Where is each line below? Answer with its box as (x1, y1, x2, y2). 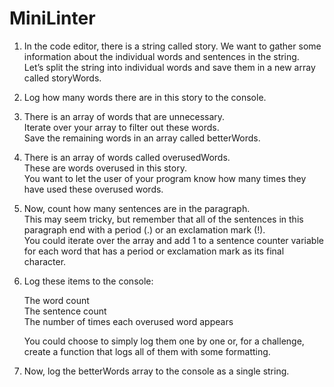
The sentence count (23, 305, 107, 317)
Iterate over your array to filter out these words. (23, 121, 220, 133)
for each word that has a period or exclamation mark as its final (23, 245, 285, 257)
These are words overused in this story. (23, 162, 187, 174)
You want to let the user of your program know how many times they (23, 172, 307, 184)
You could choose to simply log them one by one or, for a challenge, (23, 335, 305, 347)
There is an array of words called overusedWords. (23, 151, 231, 163)
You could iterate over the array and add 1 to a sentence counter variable (23, 234, 324, 246)
